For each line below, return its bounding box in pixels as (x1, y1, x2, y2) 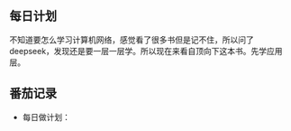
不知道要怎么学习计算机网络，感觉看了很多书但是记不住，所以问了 (9, 34, 254, 45)
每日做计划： (22, 111, 70, 122)
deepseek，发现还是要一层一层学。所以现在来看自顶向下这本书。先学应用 (9, 45, 283, 56)
